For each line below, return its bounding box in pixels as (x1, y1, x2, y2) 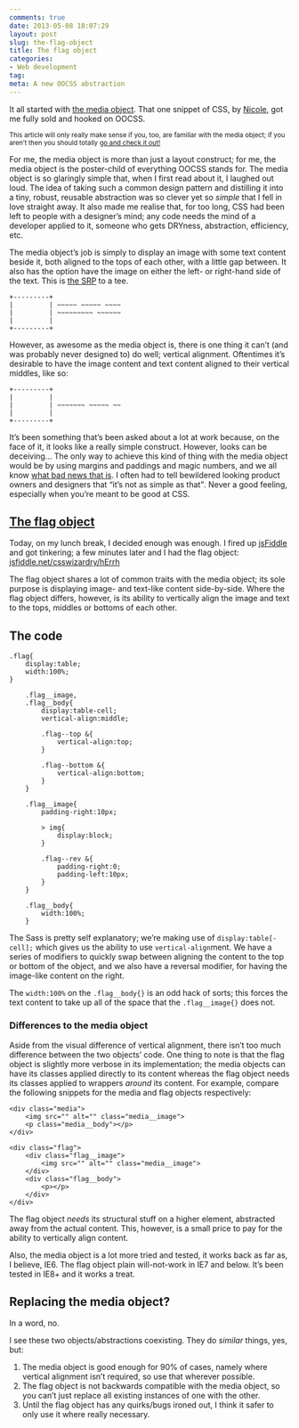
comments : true (9, 12, 66, 22)
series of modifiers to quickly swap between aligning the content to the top (9, 951, 285, 962)
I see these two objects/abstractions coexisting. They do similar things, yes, (9, 1335, 287, 1346)
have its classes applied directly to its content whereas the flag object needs (9, 1068, 290, 1079)
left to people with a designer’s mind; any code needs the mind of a (9, 210, 256, 221)
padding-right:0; (56, 862, 122, 871)
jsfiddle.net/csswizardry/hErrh (9, 557, 120, 567)
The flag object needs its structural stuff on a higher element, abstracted (9, 1213, 276, 1224)
